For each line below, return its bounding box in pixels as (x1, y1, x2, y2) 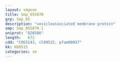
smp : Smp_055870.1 (5, 26, 44, 31)
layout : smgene (5, 7, 37, 12)
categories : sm (5, 49, 37, 54)
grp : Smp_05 (5, 16, 30, 21)
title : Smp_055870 (5, 12, 44, 17)
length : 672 (5, 35, 35, 40)
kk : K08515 (5, 44, 28, 49)
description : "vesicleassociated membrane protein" (5, 21, 115, 26)
